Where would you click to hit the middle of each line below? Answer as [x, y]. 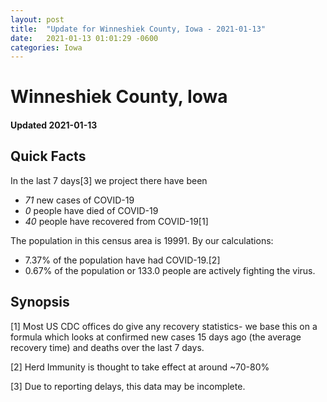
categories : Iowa [46, 47]
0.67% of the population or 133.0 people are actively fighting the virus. [170, 270]
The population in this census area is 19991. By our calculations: [142, 240]
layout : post [37, 19]
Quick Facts [48, 156]
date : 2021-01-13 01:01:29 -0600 [84, 38]
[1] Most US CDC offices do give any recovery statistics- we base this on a [164, 326]
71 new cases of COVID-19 [79, 200]
